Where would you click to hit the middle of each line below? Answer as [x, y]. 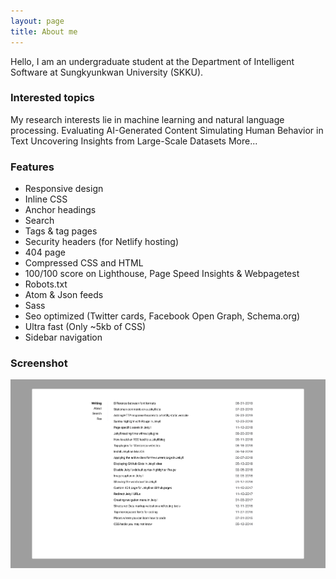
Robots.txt [46, 284]
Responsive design [64, 189]
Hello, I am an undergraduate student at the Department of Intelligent [152, 61]
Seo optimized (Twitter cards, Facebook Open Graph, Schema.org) [162, 316]
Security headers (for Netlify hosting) [101, 242]
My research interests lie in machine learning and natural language [147, 119]
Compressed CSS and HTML [84, 263]
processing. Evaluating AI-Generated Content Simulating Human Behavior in [167, 130]
